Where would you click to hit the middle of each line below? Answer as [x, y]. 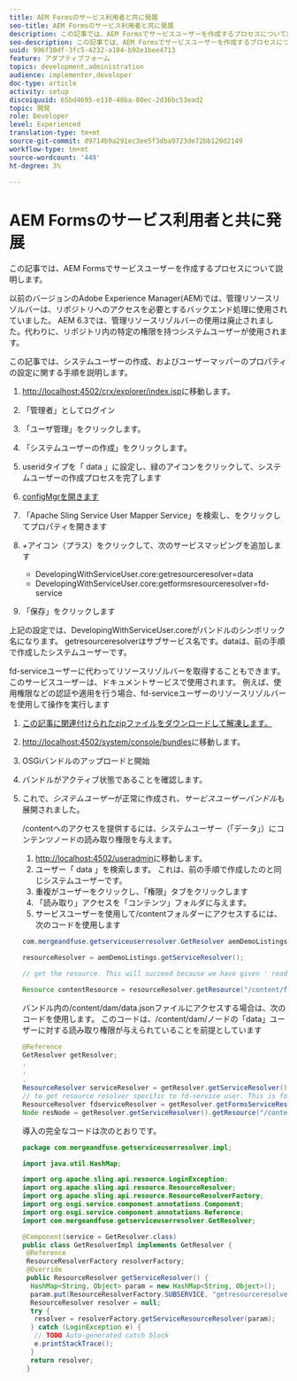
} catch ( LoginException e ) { [86, 1327]
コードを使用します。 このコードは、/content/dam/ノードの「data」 [146, 1018]
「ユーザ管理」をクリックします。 [84, 429]
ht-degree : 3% [35, 166]
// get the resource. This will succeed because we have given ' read [155, 974]
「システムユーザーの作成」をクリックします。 [107, 448]
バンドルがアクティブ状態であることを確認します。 [114, 780]
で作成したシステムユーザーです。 [71, 652]
